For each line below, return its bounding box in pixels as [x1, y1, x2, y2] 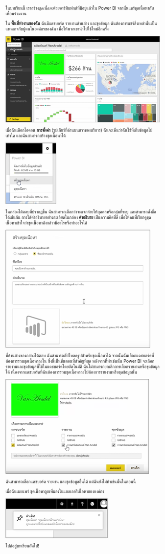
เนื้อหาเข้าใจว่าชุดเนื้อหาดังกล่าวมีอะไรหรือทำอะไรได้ [5, 220, 87, 226]
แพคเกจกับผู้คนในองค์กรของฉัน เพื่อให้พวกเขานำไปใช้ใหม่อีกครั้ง [5, 26, 109, 32]
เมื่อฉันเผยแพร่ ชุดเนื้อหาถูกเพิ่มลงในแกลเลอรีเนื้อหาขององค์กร [5, 488, 105, 494]
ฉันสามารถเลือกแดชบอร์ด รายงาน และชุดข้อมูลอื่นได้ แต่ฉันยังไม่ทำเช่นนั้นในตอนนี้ [5, 479, 136, 485]
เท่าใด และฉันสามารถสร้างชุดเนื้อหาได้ [5, 133, 66, 138]
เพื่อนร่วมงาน [5, 11, 27, 16]
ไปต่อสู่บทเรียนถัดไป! [5, 543, 40, 549]
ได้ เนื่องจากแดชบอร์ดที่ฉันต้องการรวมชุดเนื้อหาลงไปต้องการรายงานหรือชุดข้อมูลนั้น [5, 369, 138, 375]
